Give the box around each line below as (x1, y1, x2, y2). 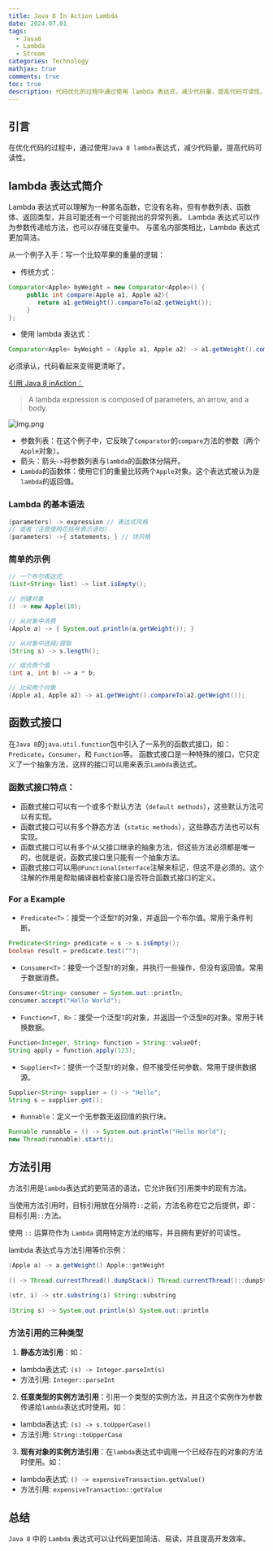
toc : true (8, 80, 42, 88)
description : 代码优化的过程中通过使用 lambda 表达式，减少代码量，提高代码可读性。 (8, 87, 266, 96)
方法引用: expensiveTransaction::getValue (19, 1484, 162, 1494)
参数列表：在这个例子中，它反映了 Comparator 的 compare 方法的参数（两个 (19, 436, 261, 445)
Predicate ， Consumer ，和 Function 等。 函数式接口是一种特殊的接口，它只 (8, 749, 253, 758)
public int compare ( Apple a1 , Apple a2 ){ (26, 290, 169, 299)
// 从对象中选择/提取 (8, 639, 71, 647)
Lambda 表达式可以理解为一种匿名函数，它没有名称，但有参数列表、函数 (8, 202, 251, 211)
